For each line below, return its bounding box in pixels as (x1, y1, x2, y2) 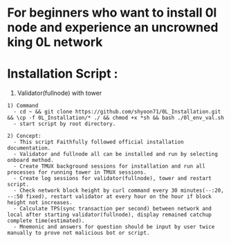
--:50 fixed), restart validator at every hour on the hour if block (7, 193, 212, 200)
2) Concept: (7, 133, 41, 140)
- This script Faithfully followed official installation (13, 138, 185, 146)
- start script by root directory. (13, 120, 116, 127)
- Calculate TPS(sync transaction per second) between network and (13, 206, 212, 213)
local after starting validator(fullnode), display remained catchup (7, 211, 212, 219)
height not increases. (7, 199, 73, 206)
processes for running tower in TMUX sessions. (7, 169, 147, 176)
